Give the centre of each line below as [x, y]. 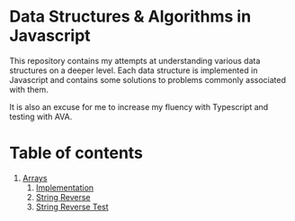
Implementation [65, 188]
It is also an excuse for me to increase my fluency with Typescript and [139, 106]
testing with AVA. [41, 116]
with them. [29, 89]
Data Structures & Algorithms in [130, 17]
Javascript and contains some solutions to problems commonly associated [147, 79]
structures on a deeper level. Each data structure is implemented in [134, 70]
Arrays [35, 178]
